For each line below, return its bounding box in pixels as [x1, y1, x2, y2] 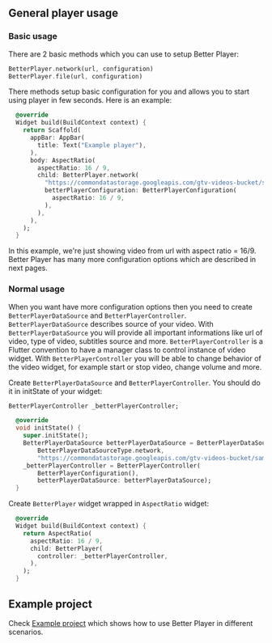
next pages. [8, 263, 49, 273]
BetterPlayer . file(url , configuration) [8, 72, 143, 80]
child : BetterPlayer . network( [37, 171, 139, 180]
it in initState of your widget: [8, 386, 103, 396]
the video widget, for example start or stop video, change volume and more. [8, 362, 262, 371]
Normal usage [8, 283, 65, 294]
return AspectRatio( [23, 529, 92, 537]
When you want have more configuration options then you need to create [8, 302, 253, 311]
